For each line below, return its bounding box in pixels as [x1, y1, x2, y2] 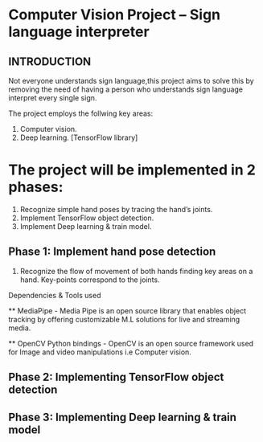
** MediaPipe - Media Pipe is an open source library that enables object [8, 305, 247, 315]
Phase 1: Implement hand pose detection [8, 245, 216, 259]
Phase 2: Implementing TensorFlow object [8, 370, 224, 384]
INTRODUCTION [8, 55, 92, 68]
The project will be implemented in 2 [8, 161, 256, 179]
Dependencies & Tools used [8, 290, 101, 300]
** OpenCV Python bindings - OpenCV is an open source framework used [8, 338, 254, 348]
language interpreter [8, 23, 150, 41]
